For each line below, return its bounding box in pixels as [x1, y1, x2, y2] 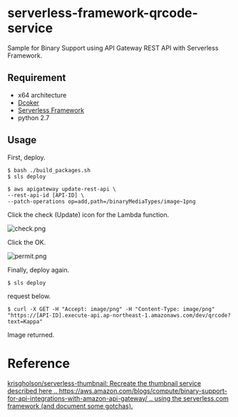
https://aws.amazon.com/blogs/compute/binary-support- [58, 386, 228, 395]
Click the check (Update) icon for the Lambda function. [7, 210, 170, 218]
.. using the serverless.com [149, 394, 229, 403]
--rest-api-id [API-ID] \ [7, 191, 84, 199]
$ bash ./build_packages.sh [7, 167, 91, 174]
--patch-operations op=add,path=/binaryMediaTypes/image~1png [7, 198, 196, 205]
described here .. [7, 386, 58, 395]
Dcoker [17, 98, 40, 107]
